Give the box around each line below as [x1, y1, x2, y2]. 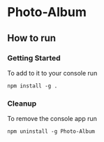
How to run [7, 32, 57, 44]
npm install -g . [7, 82, 58, 90]
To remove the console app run [7, 115, 98, 123]
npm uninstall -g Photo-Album [7, 128, 96, 135]
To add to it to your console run [7, 69, 98, 77]
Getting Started [7, 53, 61, 63]
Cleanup [7, 99, 37, 108]
